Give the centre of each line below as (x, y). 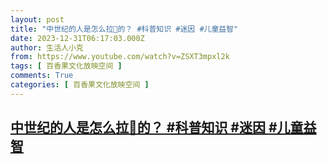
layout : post (37, 19)
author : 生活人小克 (47, 47)
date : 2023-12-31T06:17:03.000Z (77, 38)
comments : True (42, 76)
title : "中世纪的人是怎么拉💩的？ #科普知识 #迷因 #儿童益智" (124, 29)
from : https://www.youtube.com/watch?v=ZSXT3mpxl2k (120, 57)
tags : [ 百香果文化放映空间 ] (66, 66)
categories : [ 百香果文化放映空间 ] (80, 85)
